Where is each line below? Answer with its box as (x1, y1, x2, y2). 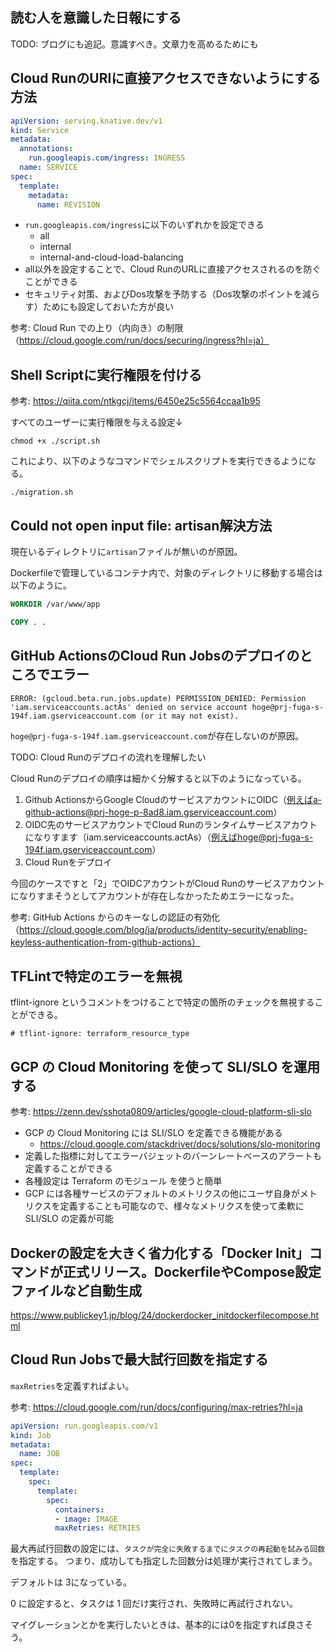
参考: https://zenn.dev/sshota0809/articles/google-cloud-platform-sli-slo (10, 1106, 312, 1118)
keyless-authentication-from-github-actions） (10, 936, 201, 948)
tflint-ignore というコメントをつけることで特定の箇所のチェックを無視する (10, 996, 315, 1008)
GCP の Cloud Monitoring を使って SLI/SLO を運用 (10, 1058, 321, 1075)
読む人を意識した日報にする (10, 9, 182, 27)
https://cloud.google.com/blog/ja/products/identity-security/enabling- (19, 923, 308, 935)
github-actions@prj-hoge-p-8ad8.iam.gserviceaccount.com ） (24, 806, 283, 818)
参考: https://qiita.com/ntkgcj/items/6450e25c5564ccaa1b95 (10, 395, 261, 407)
